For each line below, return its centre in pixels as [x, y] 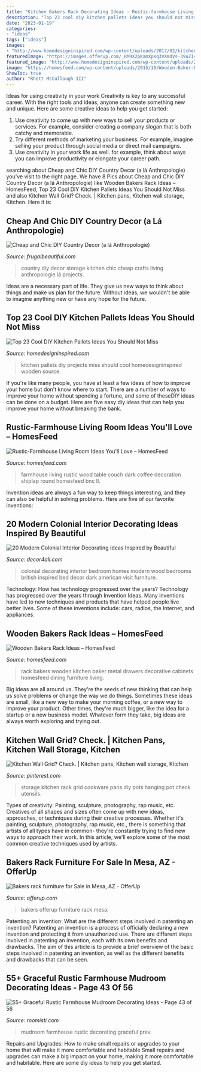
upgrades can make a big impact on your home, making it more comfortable [100, 1056]
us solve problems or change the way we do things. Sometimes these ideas [99, 696]
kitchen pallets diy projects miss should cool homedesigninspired [101, 365]
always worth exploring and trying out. [54, 721]
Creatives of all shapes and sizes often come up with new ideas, [85, 812]
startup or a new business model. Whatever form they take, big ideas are [96, 715]
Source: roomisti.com [33, 1020]
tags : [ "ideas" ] [26, 40]
